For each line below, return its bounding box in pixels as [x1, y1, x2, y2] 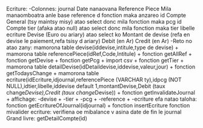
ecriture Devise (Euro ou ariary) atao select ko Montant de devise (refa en [6, 31, 190, 38]
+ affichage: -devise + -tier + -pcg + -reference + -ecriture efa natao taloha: [6, 95, 197, 103]
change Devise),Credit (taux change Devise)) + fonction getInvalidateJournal [6, 89, 196, 96]
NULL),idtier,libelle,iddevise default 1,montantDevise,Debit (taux [6, 83, 165, 90]
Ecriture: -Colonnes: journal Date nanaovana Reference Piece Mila [6, 5, 171, 12]
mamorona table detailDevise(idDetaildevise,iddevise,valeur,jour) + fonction [6, 63, 196, 70]
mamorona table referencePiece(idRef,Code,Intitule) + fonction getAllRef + [6, 50, 193, 57]
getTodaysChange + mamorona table [6, 70, 99, 76]
